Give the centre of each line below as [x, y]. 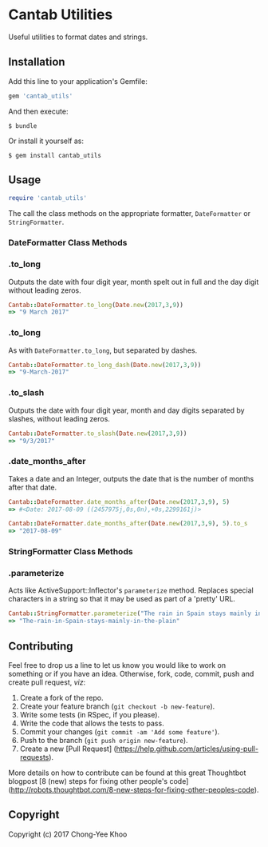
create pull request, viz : [47, 682]
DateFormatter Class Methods [68, 243]
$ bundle [23, 126]
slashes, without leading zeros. [59, 418]
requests [34, 757]
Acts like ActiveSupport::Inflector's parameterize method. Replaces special [131, 590]
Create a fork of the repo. [61, 697]
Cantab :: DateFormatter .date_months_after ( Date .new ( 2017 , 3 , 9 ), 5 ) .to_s [128, 524]
